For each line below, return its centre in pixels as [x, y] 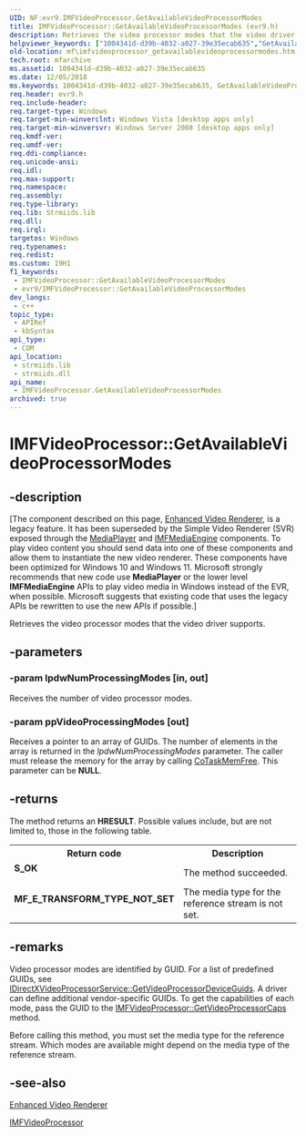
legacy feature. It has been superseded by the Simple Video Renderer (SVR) [152, 528]
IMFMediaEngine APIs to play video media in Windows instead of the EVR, [149, 587]
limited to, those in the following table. [81, 831]
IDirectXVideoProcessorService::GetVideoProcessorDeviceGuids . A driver [148, 988]
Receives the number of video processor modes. [101, 698]
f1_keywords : [34, 272]
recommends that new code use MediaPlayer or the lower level [129, 577]
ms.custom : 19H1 [40, 264]
